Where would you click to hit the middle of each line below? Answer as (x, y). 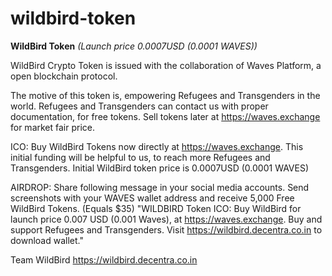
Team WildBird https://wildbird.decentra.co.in (104, 259)
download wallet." (47, 240)
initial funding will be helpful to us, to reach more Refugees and (140, 157)
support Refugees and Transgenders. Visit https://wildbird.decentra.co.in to (166, 229)
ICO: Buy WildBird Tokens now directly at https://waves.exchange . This (157, 146)
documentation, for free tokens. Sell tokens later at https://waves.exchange (165, 116)
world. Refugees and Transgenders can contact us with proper (139, 106)
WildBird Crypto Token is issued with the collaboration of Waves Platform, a (166, 65)
